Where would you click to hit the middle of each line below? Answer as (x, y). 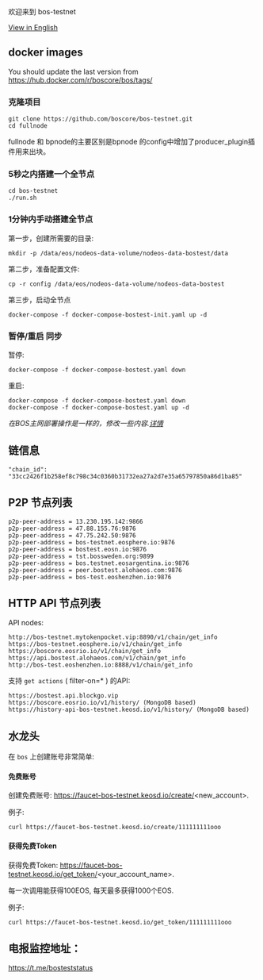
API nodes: (26, 623)
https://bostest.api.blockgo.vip (63, 696)
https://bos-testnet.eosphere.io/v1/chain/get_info (95, 644)
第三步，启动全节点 (40, 299)
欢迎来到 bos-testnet (42, 12)
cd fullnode (28, 126)
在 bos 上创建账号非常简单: (51, 757)
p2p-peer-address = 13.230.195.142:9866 (76, 521)
